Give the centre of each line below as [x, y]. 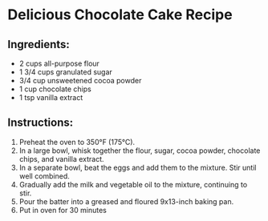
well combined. [44, 176]
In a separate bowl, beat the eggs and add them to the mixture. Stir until [138, 167]
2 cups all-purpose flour [59, 63]
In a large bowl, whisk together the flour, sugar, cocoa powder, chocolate [140, 151]
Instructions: [41, 123]
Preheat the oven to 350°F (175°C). [77, 142]
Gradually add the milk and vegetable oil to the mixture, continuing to [133, 184]
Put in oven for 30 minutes [63, 210]
